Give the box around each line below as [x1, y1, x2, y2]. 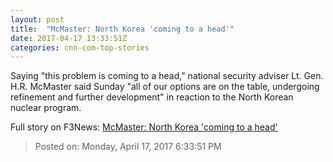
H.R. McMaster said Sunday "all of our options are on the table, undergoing [10, 81, 320, 93]
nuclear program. [10, 102, 82, 114]
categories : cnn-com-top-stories [10, 42, 150, 53]
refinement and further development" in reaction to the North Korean [10, 91, 294, 103]
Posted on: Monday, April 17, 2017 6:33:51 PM [34, 141, 222, 153]
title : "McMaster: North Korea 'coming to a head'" [10, 24, 235, 34]
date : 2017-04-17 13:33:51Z [10, 33, 128, 43]
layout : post [10, 14, 65, 25]
